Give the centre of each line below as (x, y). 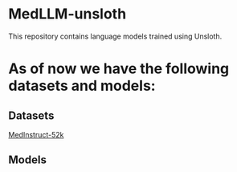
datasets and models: (82, 86)
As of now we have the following (119, 69)
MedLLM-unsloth (67, 14)
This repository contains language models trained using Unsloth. (115, 36)
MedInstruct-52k (36, 134)
